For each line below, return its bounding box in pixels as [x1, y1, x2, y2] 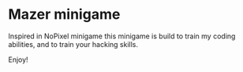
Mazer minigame [8, 5, 121, 23]
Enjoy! [8, 55, 29, 64]
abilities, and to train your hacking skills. [8, 39, 138, 49]
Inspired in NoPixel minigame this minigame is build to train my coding [8, 31, 236, 41]
